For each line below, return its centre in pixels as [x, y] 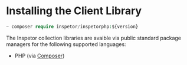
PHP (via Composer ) [40, 56]
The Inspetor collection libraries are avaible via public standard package [94, 38]
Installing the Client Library [74, 11]
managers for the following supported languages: [66, 44]
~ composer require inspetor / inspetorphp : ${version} [72, 27]
